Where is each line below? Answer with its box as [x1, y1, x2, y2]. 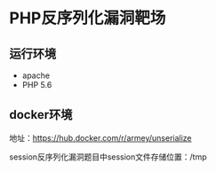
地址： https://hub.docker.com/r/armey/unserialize [9, 132, 193, 143]
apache [21, 70, 51, 81]
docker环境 [9, 107, 73, 122]
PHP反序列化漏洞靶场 [9, 8, 166, 28]
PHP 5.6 [21, 80, 52, 89]
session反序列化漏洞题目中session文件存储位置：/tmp [9, 152, 207, 162]
